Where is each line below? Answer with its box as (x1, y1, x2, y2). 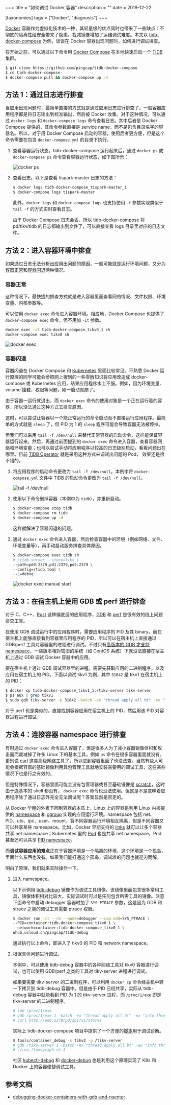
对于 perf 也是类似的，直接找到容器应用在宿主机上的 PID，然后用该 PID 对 (5, 707, 160, 714)
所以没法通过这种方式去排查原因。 (14, 404, 85, 410)
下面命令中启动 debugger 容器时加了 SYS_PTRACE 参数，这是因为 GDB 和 (12, 899, 162, 905)
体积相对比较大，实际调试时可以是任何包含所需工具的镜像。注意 (30, 893, 164, 899)
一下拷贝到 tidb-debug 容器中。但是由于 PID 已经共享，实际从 (12, 985, 142, 992)
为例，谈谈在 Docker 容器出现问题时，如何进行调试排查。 (42, 38, 163, 44)
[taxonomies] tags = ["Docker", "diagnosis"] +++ (5, 15, 108, 20)
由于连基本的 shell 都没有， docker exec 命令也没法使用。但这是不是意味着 (5, 787, 161, 793)
